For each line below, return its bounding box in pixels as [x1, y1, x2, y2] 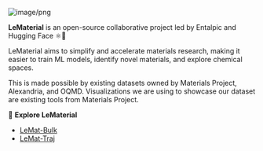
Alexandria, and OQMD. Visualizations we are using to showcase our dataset [8, 87, 256, 96]
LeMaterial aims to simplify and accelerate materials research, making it [8, 46, 241, 55]
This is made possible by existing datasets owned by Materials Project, [8, 79, 237, 87]
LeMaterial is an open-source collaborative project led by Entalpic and [8, 23, 237, 31]
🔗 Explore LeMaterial [8, 110, 78, 120]
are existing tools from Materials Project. [8, 95, 139, 104]
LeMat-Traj [19, 134, 55, 143]
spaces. [8, 63, 34, 72]
